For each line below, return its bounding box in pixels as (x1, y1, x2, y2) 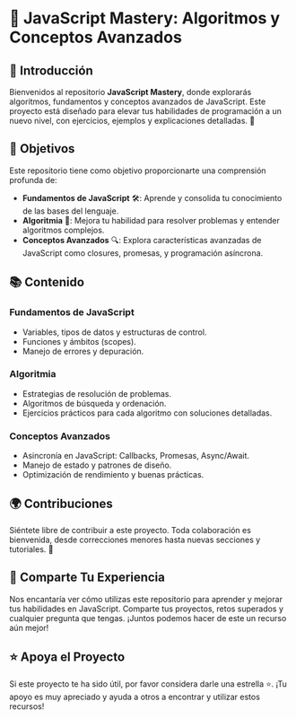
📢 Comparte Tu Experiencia (9, 570, 166, 585)
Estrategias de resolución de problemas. (22, 388, 172, 399)
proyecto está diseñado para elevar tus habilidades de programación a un (9, 106, 283, 116)
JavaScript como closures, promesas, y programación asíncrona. (22, 247, 264, 259)
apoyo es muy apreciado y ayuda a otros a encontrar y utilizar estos (9, 691, 260, 702)
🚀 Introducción (9, 63, 93, 78)
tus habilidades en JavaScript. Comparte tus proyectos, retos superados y (9, 603, 284, 614)
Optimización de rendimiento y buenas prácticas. (22, 469, 205, 480)
